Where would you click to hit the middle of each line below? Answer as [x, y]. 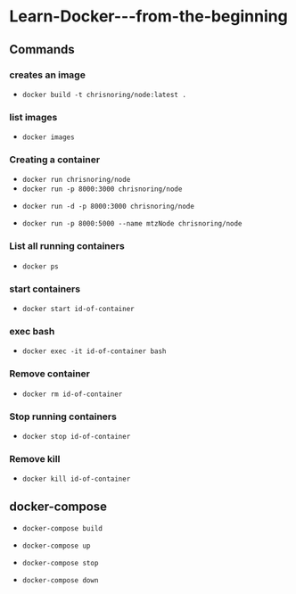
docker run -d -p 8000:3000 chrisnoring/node [108, 207]
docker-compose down [60, 581]
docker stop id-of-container [76, 436]
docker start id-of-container [78, 309]
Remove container [50, 374]
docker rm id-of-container [72, 394]
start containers [45, 289]
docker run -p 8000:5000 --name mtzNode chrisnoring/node [132, 224]
